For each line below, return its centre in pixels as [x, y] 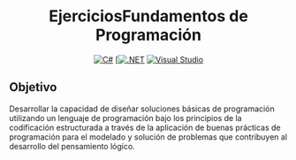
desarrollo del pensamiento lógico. [72, 146]
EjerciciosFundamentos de [148, 16]
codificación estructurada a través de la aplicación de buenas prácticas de [145, 127]
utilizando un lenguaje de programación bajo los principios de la [125, 118]
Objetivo [33, 87]
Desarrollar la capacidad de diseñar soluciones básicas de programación [142, 109]
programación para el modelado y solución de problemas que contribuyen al [148, 137]
